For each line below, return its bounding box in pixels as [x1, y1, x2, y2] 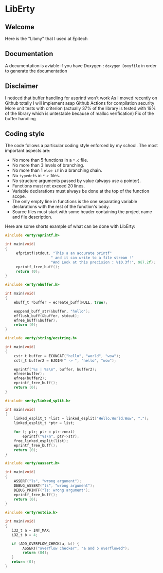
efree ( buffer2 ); [14, 376, 47, 381]
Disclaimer [5, 82, 38, 91]
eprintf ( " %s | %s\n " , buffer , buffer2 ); [14, 367, 97, 372]
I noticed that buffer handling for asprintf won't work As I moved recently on [5, 95, 157, 101]
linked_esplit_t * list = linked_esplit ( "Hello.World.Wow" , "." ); [14, 416, 149, 421]
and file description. [12, 214, 53, 220]
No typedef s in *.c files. [12, 173, 60, 179]
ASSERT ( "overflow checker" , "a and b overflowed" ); [22, 546, 130, 551]
